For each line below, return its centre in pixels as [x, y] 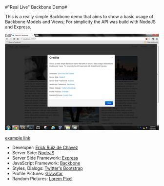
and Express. [18, 27]
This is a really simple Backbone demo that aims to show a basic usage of [79, 16]
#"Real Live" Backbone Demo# [36, 7]
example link [18, 138]
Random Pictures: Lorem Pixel [42, 179]
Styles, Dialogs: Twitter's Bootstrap [47, 168]
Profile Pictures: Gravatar [37, 174]
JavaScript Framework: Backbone [46, 163]
